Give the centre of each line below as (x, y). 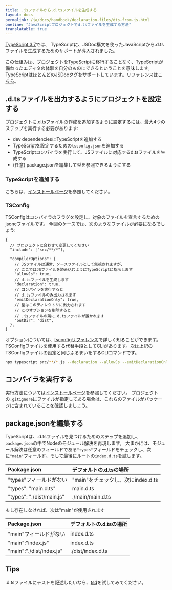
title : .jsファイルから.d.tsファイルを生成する (51, 10)
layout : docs (19, 15)
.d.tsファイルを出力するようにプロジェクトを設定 (83, 99)
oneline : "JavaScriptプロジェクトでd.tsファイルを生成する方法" (68, 24)
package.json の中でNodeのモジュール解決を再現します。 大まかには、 (79, 443)
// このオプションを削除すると (43, 310)
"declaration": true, (37, 284)
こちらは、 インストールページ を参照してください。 (59, 192)
